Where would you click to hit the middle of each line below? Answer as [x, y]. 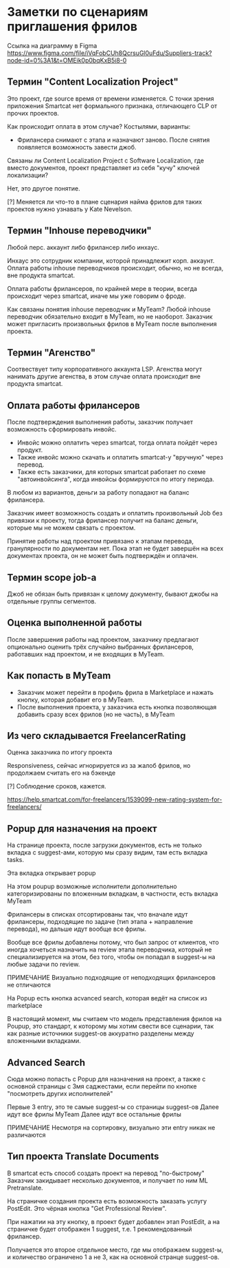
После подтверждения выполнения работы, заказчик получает [100, 422]
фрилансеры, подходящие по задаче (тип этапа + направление [100, 922]
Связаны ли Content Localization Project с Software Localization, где [106, 160]
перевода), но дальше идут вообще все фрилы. [77, 929]
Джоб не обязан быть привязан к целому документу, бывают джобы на [113, 594]
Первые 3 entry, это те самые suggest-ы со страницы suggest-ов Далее [113, 1107]
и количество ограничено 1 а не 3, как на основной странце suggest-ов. [113, 1257]
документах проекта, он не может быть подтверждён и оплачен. [103, 556]
